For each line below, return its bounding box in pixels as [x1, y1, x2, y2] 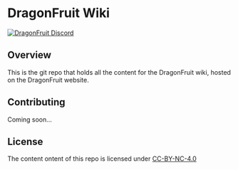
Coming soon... [7, 115, 52, 124]
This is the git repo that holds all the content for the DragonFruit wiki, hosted [7, 68, 232, 76]
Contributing [7, 96, 66, 108]
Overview [7, 49, 52, 61]
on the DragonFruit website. [7, 75, 89, 84]
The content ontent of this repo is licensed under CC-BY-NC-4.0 [7, 154, 197, 163]
